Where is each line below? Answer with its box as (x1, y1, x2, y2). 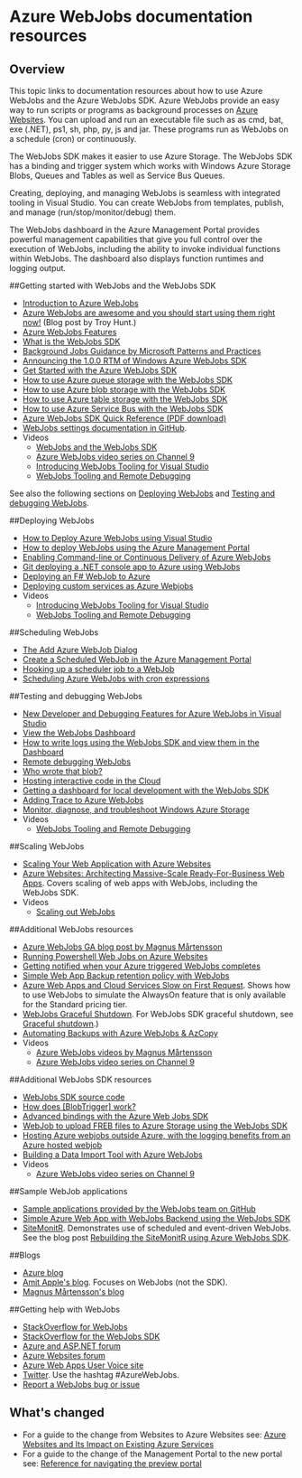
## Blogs (9, 1249, 41, 1260)
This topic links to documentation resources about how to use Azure (9, 86, 263, 96)
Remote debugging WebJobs (22, 756, 132, 767)
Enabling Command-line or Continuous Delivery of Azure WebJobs (22, 552, 271, 562)
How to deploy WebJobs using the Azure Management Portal (22, 542, 251, 553)
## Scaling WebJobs (9, 841, 85, 851)
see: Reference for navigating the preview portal (22, 1457, 203, 1469)
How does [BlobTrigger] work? (22, 1101, 137, 1112)
